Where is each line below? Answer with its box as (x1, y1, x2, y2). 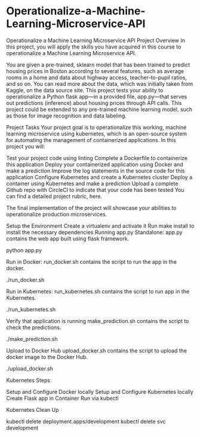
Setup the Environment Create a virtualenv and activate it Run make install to (6, 222, 195, 229)
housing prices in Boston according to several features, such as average (6, 67, 184, 74)
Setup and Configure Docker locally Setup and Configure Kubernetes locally (6, 388, 194, 395)
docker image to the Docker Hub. (6, 353, 88, 360)
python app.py (6, 246, 42, 254)
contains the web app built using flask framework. (6, 235, 130, 242)
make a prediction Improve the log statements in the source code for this (6, 167, 185, 174)
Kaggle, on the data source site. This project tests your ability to (6, 86, 164, 94)
